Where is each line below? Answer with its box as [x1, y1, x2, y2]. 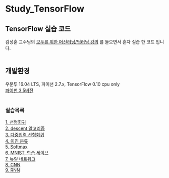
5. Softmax [5, 144, 28, 150]
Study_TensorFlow [5, 3, 85, 15]
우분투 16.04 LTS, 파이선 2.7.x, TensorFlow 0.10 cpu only [5, 81, 120, 87]
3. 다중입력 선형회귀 [5, 132, 44, 138]
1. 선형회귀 [5, 119, 26, 125]
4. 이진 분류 [5, 138, 29, 144]
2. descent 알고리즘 [5, 125, 45, 131]
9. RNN [5, 167, 20, 173]
